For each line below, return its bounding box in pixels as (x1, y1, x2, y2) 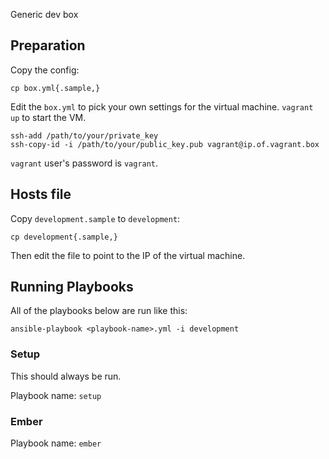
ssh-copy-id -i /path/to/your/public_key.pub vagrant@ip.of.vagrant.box (10, 139, 320, 149)
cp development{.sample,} (10, 232, 118, 242)
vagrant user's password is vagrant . (10, 157, 159, 169)
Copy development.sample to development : (10, 212, 181, 224)
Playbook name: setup (10, 389, 102, 401)
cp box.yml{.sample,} (10, 83, 101, 93)
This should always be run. (10, 370, 122, 382)
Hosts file (10, 186, 72, 203)
